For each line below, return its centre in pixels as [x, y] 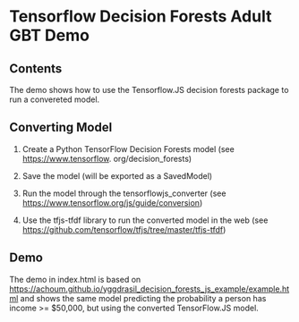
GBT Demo [49, 35]
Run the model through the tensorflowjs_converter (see [124, 193]
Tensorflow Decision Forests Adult [141, 17]
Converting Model [61, 127]
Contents [36, 68]
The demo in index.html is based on [75, 279]
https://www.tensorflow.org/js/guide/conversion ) [112, 202]
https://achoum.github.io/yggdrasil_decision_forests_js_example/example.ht [149, 289]
